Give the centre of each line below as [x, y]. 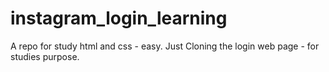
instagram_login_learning [119, 18]
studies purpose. [45, 56]
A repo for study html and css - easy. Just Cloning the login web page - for [165, 46]
